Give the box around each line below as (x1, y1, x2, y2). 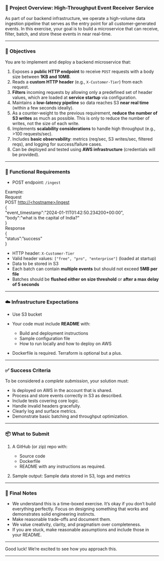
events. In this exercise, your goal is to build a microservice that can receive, (5, 26, 159, 32)
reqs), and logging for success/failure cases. (12, 141, 102, 147)
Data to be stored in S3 (12, 260, 59, 266)
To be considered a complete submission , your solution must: (5, 378, 129, 384)
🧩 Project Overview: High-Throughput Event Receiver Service (5, 4, 154, 11)
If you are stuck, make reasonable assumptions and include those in (12, 527, 149, 533)
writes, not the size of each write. (12, 120, 80, 126)
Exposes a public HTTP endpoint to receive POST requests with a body (12, 68, 154, 74)
